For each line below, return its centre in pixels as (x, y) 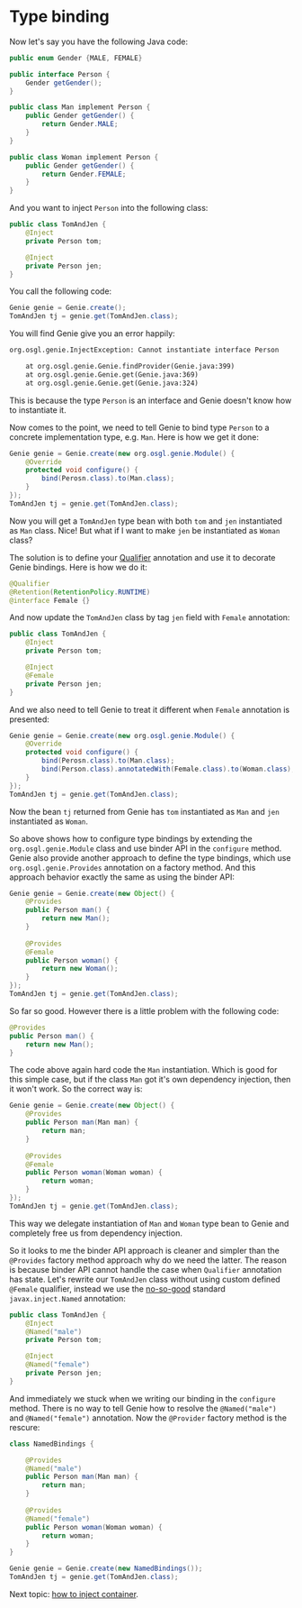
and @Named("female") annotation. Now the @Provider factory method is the (148, 1418)
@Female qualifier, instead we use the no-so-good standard (118, 1288)
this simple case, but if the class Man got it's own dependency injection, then (150, 1080)
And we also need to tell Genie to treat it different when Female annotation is (150, 709)
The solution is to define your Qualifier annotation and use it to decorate (142, 557)
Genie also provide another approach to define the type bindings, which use (150, 857)
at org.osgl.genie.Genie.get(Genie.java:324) (112, 383)
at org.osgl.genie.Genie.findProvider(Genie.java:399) (130, 367)
